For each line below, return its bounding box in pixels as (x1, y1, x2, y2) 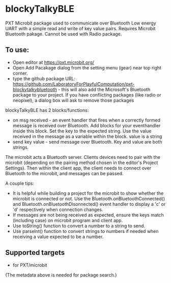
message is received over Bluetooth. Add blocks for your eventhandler (12, 122, 161, 128)
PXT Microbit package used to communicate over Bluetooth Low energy (5, 20, 156, 26)
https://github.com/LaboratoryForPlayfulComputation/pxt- (12, 81, 135, 87)
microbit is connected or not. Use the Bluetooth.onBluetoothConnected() (12, 195, 165, 202)
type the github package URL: (12, 75, 75, 82)
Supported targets (5, 248, 65, 257)
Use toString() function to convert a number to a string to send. (12, 223, 146, 229)
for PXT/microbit (12, 262, 47, 268)
